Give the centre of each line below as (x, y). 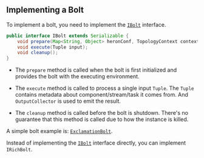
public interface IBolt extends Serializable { (68, 36)
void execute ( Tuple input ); (53, 47)
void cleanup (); (38, 53)
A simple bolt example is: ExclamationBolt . (59, 131)
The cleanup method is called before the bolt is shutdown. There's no (101, 113)
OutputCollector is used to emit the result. (68, 101)
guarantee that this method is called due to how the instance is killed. (102, 119)
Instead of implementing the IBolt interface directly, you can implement (96, 143)
